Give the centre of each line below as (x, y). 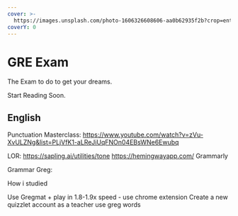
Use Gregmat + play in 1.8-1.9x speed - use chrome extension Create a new (118, 197)
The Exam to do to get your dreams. (60, 81)
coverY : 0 (22, 27)
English (24, 118)
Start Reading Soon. (36, 96)
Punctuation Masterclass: (44, 135)
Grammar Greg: (30, 170)
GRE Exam (38, 62)
